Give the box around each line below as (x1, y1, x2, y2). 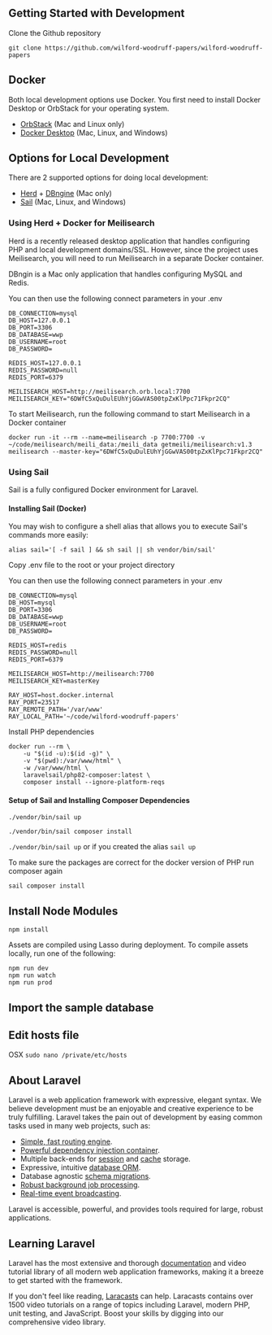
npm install (8, 926, 49, 934)
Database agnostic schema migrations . (19, 1171, 152, 1181)
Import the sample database (8, 1001, 154, 1014)
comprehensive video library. (8, 1317, 106, 1327)
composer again (8, 866, 63, 876)
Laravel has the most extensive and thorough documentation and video (8, 1259, 247, 1268)
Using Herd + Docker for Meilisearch (8, 217, 155, 229)
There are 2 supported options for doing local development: (8, 172, 209, 182)
